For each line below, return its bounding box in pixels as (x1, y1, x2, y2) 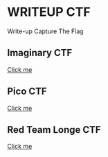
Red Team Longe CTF (7, 124, 102, 136)
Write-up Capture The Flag (7, 27, 84, 35)
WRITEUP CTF (7, 4, 91, 20)
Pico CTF (7, 86, 47, 98)
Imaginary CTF (7, 47, 73, 59)
